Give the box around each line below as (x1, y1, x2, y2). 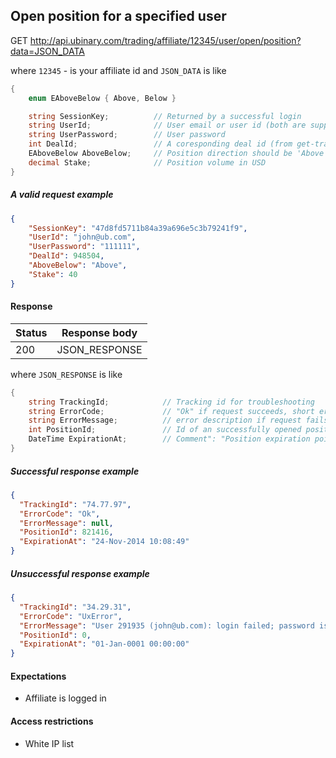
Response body (61, 325, 138, 339)
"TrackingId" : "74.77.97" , (19, 499, 132, 509)
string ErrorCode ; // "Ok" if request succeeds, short (28, 406, 315, 416)
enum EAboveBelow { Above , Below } (28, 93, 177, 103)
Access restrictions (10, 715, 94, 727)
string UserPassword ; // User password (28, 130, 226, 140)
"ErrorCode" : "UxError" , (19, 611, 123, 621)
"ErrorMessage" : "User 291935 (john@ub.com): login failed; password (19, 620, 315, 631)
